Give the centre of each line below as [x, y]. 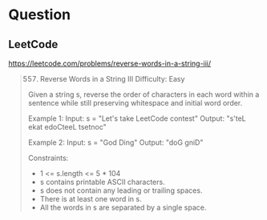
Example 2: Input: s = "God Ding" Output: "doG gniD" [115, 142]
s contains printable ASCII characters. [103, 182]
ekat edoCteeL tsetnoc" [67, 127]
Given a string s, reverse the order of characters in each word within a [144, 94]
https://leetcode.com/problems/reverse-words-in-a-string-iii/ [110, 63]
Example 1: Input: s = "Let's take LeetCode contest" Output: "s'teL [137, 118]
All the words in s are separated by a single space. [123, 207]
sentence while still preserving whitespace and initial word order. [135, 103]
